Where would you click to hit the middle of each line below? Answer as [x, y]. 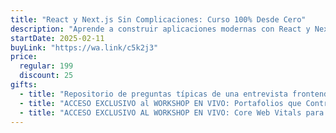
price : [24, 57]
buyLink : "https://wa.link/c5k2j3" [84, 47]
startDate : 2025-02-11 [57, 38]
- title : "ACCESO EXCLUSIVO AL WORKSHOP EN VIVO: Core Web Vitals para [172, 112]
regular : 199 [46, 66]
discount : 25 [46, 76]
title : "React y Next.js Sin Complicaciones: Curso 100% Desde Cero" [158, 19]
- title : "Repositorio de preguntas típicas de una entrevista [153, 94]
